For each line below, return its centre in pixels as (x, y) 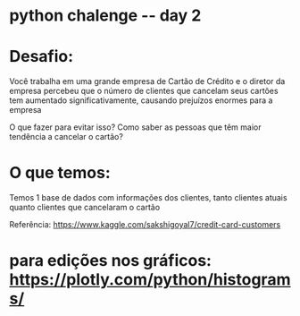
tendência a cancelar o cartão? (66, 137)
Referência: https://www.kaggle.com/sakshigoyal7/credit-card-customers (145, 225)
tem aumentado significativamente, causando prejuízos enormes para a (141, 100)
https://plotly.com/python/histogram (150, 280)
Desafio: (42, 57)
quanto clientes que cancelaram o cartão (85, 208)
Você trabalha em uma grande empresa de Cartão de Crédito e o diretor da (147, 81)
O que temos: (60, 173)
